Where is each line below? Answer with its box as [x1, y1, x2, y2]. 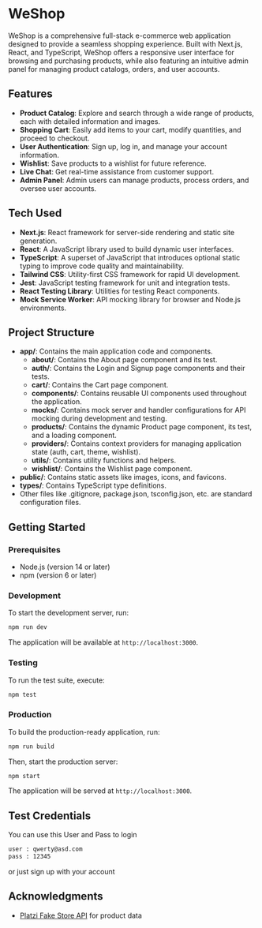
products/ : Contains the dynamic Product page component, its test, [31, 422, 253, 432]
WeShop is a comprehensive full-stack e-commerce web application [8, 31, 231, 40]
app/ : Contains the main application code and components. [19, 346, 213, 356]
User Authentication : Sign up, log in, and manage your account [19, 141, 227, 151]
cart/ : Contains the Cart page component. [31, 380, 169, 390]
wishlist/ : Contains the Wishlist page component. [31, 464, 193, 473]
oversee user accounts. [19, 183, 97, 193]
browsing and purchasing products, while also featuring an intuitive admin [8, 56, 249, 65]
